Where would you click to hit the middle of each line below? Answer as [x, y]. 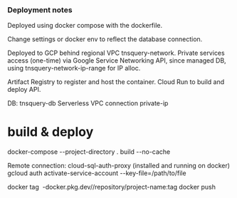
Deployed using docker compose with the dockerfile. [85, 26]
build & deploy [51, 132]
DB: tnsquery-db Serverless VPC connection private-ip [88, 103]
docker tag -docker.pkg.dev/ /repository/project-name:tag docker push [111, 187]
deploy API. [24, 90]
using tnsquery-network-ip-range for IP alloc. [74, 68]
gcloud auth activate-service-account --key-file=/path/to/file [97, 173]
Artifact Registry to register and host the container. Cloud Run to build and [116, 82]
